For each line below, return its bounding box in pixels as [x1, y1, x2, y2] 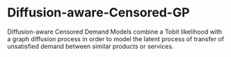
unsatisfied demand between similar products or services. [7, 42, 174, 50]
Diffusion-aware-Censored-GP [7, 5, 190, 21]
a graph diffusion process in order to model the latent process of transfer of [7, 34, 225, 43]
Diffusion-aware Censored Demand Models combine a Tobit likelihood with [7, 27, 223, 36]
